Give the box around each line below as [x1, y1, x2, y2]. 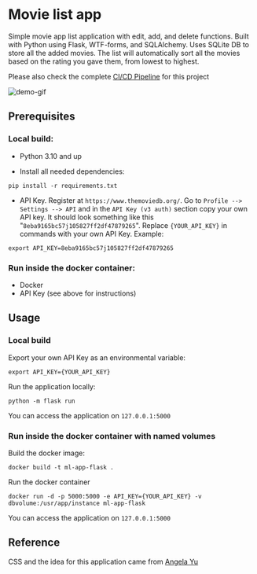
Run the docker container [8, 477, 90, 487]
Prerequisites [8, 110, 75, 123]
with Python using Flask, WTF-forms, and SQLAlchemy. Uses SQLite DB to [8, 39, 250, 49]
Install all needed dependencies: [19, 167, 125, 176]
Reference [8, 536, 61, 550]
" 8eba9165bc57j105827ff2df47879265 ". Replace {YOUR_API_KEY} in [19, 220, 228, 230]
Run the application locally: [8, 381, 96, 391]
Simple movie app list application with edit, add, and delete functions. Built [8, 31, 249, 41]
